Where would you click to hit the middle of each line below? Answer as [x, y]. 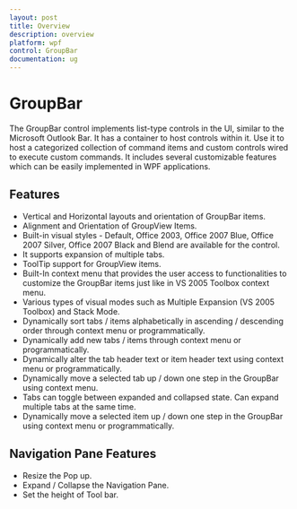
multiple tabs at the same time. [79, 406]
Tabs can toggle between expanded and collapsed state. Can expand [151, 397]
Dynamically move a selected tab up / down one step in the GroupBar [151, 378]
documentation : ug [44, 59]
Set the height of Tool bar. [70, 495]
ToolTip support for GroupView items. [92, 263]
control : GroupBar [44, 51]
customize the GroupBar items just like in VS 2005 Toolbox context [146, 282]
